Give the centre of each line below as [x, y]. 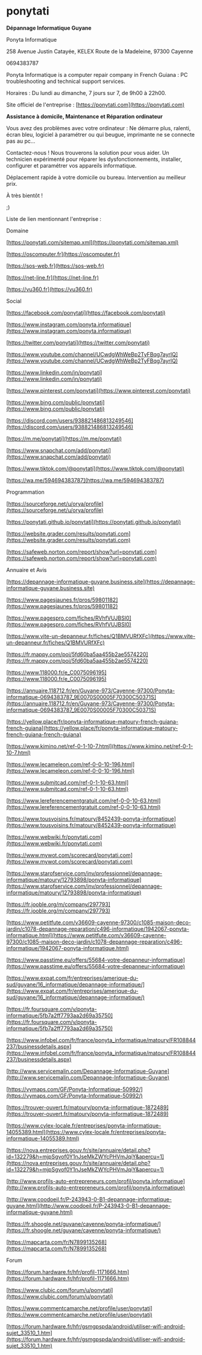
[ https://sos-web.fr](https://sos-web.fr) [55, 266]
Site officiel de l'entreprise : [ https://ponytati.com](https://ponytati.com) [96, 105]
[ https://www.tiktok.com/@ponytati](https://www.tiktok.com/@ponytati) [96, 468]
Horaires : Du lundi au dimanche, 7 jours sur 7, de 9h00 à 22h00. [87, 93]
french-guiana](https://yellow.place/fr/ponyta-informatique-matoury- [92, 728]
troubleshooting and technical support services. [66, 81]
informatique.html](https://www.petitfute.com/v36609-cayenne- [87, 935]
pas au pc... [21, 141]
